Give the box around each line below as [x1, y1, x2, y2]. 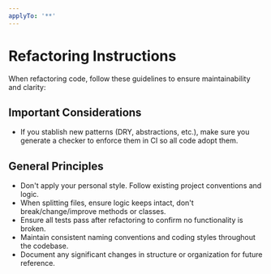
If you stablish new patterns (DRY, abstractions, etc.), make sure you [19, 127, 250, 137]
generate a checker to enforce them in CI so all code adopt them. [19, 135, 239, 146]
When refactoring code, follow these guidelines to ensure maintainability [8, 74, 251, 83]
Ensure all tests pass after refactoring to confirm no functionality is [19, 216, 243, 225]
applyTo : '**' [8, 11, 57, 20]
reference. [19, 259, 55, 268]
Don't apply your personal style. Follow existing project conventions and [19, 181, 262, 191]
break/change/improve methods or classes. [19, 207, 166, 216]
